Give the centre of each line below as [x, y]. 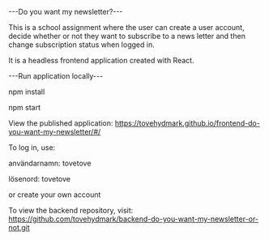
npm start [25, 107]
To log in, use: [32, 148]
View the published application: [61, 123]
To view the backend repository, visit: [71, 210]
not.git [19, 227]
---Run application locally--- [56, 76]
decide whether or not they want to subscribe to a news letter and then [127, 36]
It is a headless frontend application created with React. [101, 60]
